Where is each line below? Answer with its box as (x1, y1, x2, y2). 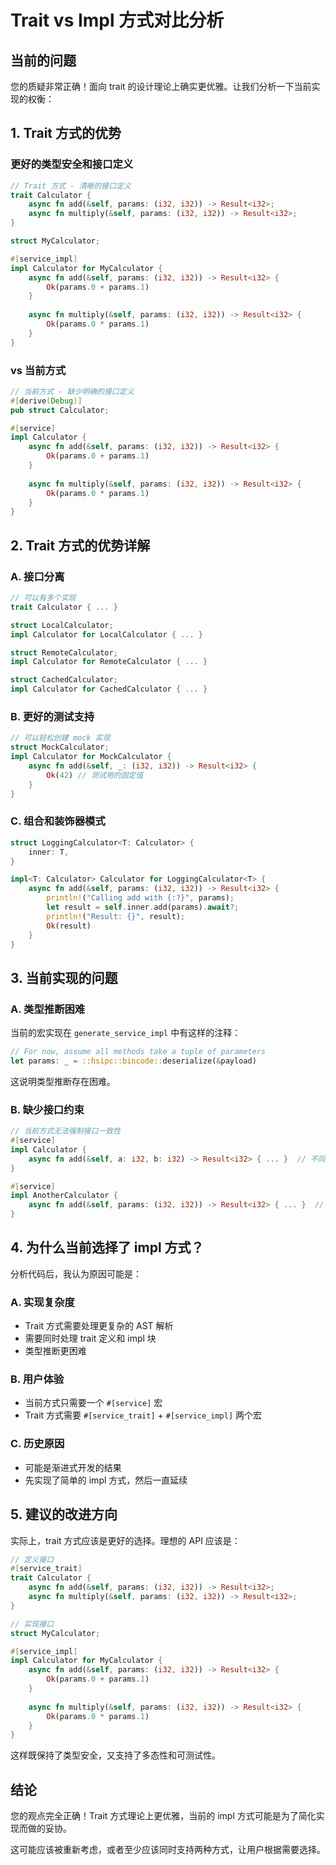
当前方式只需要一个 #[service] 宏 (24, 1397, 163, 1409)
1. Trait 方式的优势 (10, 125, 122, 142)
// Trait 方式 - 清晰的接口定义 (10, 181, 132, 191)
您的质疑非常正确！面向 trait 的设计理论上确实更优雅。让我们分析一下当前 (10, 81, 312, 92)
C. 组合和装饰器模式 (10, 814, 106, 828)
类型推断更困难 (24, 1345, 87, 1357)
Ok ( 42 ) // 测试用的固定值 (46, 770, 144, 780)
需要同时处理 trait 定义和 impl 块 (24, 1332, 157, 1345)
